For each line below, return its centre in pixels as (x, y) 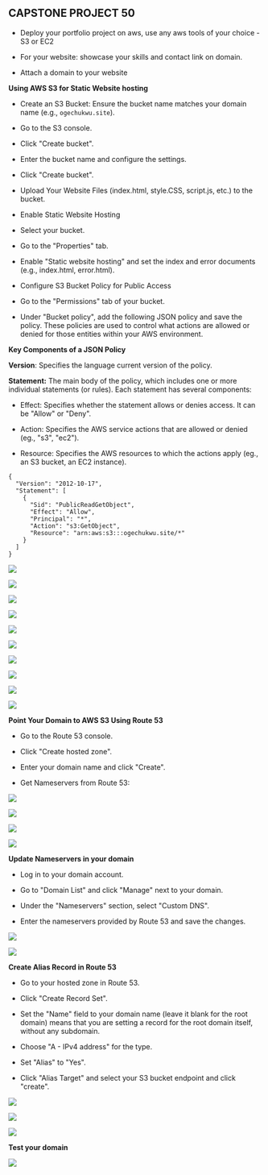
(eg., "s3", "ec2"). (49, 438)
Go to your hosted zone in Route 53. (80, 982)
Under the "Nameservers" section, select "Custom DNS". (114, 905)
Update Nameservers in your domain (71, 858)
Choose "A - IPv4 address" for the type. (86, 1046)
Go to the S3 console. (56, 127)
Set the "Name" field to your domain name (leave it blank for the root (134, 1014)
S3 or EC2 (37, 41)
